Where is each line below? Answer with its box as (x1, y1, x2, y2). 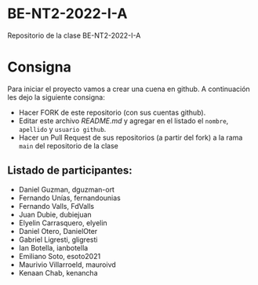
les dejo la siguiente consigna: (7, 92, 105, 102)
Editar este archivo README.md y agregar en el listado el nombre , (18, 115, 229, 126)
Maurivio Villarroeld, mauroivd (18, 260, 117, 269)
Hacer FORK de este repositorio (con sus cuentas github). (18, 108, 206, 117)
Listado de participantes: (7, 164, 133, 177)
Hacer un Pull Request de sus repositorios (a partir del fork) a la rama (18, 133, 243, 142)
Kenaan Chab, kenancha (18, 268, 98, 277)
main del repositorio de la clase (18, 141, 119, 150)
